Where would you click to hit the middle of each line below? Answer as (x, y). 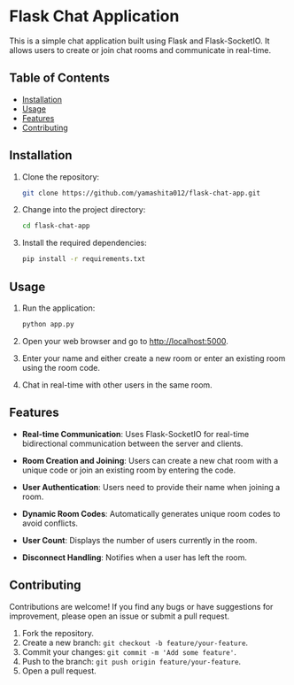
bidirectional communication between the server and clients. (132, 443)
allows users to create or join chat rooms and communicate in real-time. (140, 50)
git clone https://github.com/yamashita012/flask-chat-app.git (141, 193)
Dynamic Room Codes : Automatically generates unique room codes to (151, 513)
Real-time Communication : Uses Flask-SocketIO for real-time (135, 434)
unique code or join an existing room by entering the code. (129, 470)
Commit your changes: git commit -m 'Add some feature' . (129, 651)
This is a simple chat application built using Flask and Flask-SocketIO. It (139, 41)
